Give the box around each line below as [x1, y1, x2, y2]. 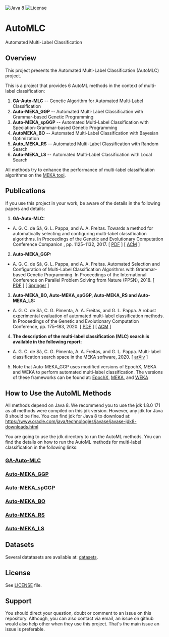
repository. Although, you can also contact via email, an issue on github [5, 615, 154, 622]
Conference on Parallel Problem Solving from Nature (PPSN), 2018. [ [12, 277, 155, 283]
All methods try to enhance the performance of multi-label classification [5, 166, 155, 173]
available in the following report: [12, 338, 82, 345]
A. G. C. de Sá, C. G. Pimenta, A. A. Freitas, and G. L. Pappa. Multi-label [12, 348, 161, 354]
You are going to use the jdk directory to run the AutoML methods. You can [5, 434, 161, 440]
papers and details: [5, 205, 45, 211]
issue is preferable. [5, 626, 45, 632]
